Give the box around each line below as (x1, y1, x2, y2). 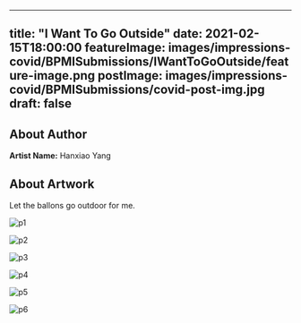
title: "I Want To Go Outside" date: (9, 26, 203, 41)
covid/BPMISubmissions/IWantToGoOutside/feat (9, 55, 289, 70)
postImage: (97, 68, 163, 83)
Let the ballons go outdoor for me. (9, 200, 136, 211)
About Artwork (9, 176, 95, 191)
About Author (9, 126, 88, 141)
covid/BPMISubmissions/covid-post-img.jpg (9, 82, 266, 98)
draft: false (9, 96, 72, 112)
